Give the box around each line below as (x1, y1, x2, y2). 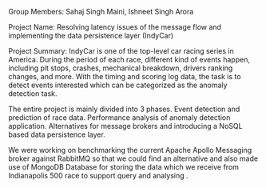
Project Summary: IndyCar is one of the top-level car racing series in (8, 46, 234, 55)
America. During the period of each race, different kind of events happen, (8, 55, 250, 64)
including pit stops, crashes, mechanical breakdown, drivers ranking (8, 63, 233, 73)
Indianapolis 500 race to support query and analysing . (8, 171, 189, 180)
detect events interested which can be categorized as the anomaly (8, 80, 228, 90)
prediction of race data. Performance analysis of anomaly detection (8, 113, 231, 122)
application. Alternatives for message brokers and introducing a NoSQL (8, 122, 243, 130)
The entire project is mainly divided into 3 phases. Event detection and (8, 104, 240, 114)
